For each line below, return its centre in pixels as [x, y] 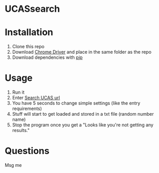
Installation [29, 33]
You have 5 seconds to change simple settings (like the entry [76, 103]
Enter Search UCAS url [36, 98]
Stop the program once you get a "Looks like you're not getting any [83, 125]
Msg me [13, 165]
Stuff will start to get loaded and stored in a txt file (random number [83, 114]
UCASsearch [32, 9]
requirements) [27, 109]
